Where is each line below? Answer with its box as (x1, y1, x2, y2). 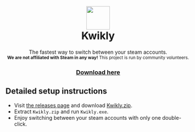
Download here (76, 68, 120, 76)
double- (162, 114, 181, 121)
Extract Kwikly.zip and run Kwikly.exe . (14, 108, 109, 115)
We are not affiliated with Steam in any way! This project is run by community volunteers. (7, 54, 189, 61)
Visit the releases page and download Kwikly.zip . (14, 102, 133, 109)
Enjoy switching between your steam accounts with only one (14, 114, 161, 121)
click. (14, 120, 28, 127)
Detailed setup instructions (5, 86, 107, 96)
